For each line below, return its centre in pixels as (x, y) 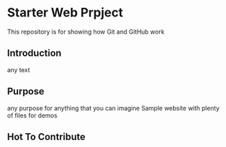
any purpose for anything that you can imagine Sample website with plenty (113, 108)
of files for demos (32, 115)
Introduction (34, 53)
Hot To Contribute (47, 136)
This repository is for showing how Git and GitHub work (86, 32)
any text (19, 69)
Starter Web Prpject (65, 13)
